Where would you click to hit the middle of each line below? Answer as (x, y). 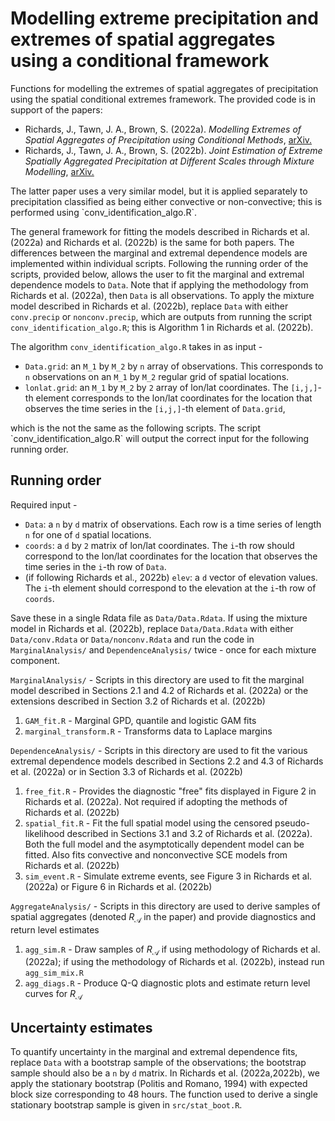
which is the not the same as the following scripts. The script (135, 428)
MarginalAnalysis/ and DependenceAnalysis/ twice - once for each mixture (163, 649)
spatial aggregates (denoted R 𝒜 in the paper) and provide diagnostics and (163, 917)
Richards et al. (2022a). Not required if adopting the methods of (156, 801)
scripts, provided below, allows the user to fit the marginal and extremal (157, 274)
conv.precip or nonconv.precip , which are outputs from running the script (161, 316)
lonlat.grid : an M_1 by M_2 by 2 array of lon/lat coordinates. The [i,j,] (171, 387)
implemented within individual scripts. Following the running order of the (159, 263)
